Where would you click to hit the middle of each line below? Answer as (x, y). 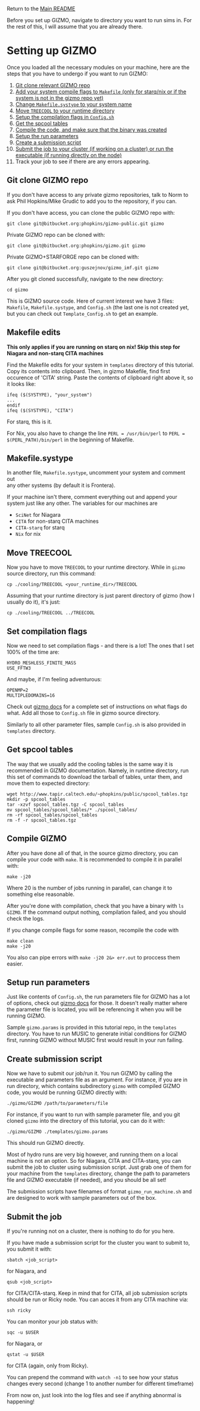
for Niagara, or (25, 1344)
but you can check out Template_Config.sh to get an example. (82, 313)
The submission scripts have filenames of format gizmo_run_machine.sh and (99, 1191)
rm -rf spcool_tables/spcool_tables (52, 815)
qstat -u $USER (26, 1355)
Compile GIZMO (37, 839)
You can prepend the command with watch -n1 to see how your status (93, 1378)
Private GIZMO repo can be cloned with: (56, 234)
